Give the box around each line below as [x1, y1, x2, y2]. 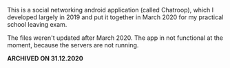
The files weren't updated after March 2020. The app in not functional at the [7, 34, 224, 42]
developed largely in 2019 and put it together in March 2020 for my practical [7, 13, 224, 21]
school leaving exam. [7, 21, 67, 28]
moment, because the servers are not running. [7, 41, 139, 49]
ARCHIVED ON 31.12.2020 [7, 54, 84, 63]
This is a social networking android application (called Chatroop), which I [7, 6, 214, 14]
